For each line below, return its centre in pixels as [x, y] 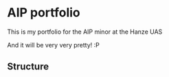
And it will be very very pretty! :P [53, 45]
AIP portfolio [44, 13]
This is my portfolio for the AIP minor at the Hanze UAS [85, 32]
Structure [28, 67]
